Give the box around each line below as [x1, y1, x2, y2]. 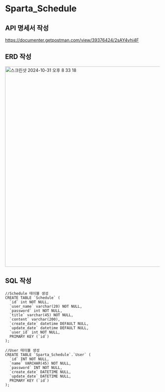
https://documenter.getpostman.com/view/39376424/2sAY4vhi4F [5, 37, 139, 43]
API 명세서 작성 [5, 24, 49, 32]
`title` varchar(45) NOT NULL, [9, 312, 74, 318]
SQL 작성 [5, 277, 32, 285]
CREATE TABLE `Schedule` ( [5, 295, 60, 300]
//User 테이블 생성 [5, 348, 40, 353]
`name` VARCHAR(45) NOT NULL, [9, 360, 71, 366]
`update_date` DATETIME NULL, [9, 374, 71, 379]
